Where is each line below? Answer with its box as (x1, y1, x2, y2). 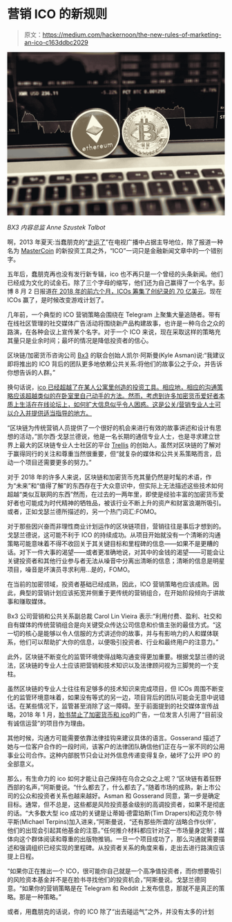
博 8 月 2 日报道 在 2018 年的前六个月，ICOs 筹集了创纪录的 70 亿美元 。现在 (7, 287, 222, 295)
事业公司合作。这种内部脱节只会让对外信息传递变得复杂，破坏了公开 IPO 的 (7, 751, 221, 759)
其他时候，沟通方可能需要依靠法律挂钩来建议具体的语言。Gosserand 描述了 (7, 733, 222, 742)
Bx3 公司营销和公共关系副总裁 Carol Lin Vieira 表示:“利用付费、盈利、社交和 (7, 612, 222, 620)
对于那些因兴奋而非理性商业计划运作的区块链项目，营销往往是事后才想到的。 (7, 522, 225, 530)
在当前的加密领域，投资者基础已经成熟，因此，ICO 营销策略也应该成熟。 (7, 580, 213, 588)
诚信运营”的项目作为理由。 (12, 719, 89, 727)
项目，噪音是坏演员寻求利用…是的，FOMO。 (7, 565, 134, 574)
